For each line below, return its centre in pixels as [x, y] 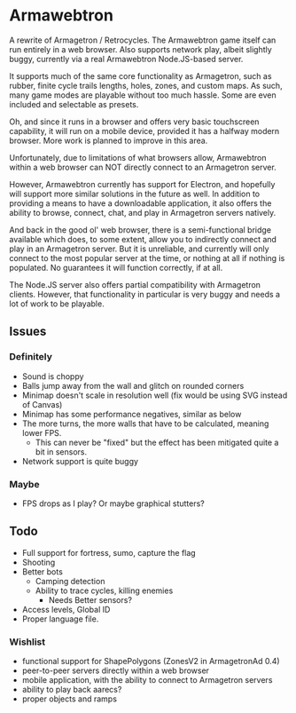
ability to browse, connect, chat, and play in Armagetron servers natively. [143, 212]
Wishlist [27, 642]
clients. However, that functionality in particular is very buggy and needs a [145, 294]
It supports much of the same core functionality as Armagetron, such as [140, 75]
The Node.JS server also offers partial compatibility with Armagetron [135, 284]
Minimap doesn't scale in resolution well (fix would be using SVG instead [155, 395]
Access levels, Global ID [66, 609]
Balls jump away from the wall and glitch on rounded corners [133, 385]
